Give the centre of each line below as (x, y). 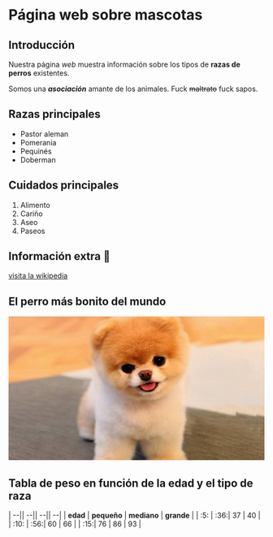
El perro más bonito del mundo (87, 301)
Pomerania (38, 142)
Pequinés (36, 151)
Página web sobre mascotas (106, 15)
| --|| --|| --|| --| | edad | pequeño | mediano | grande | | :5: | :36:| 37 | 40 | (135, 515)
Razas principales (55, 114)
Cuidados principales (64, 186)
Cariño (31, 214)
